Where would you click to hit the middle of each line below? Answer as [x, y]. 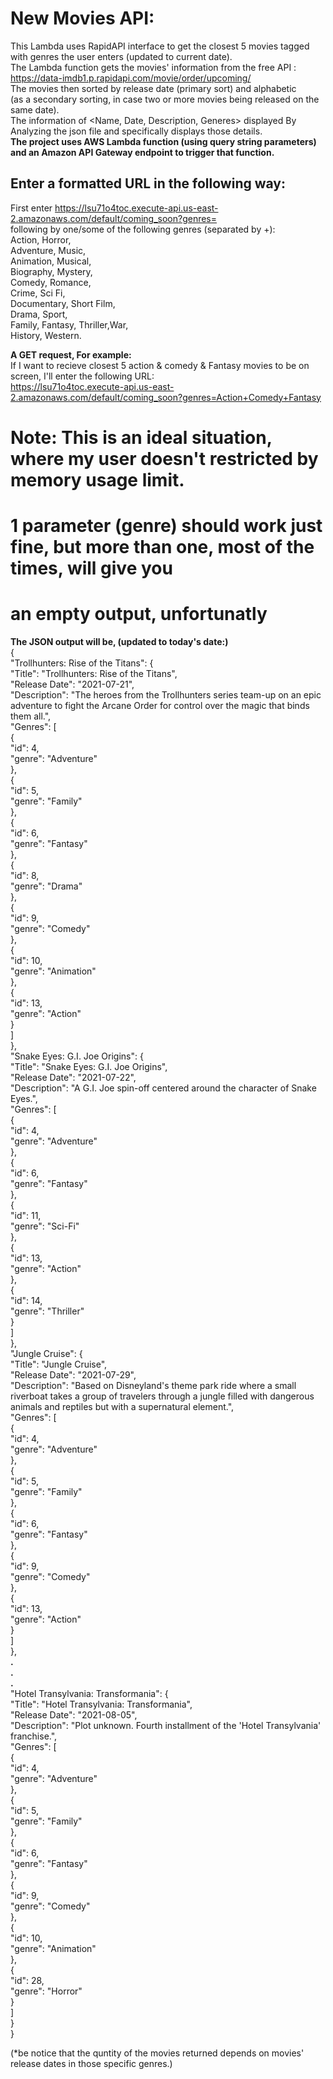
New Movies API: [82, 18]
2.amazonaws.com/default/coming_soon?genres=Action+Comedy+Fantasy [166, 397]
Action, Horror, [41, 239]
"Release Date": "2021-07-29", [73, 1375]
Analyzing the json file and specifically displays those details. [136, 131]
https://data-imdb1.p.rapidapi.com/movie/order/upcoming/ [131, 78]
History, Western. [46, 335]
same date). [35, 109]
